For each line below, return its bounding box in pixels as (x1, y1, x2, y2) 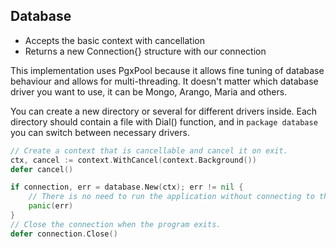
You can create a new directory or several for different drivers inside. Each (10, 105, 318, 117)
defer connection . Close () (10, 229, 118, 239)
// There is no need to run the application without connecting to (28, 192, 315, 202)
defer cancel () (10, 164, 74, 174)
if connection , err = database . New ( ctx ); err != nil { (10, 182, 244, 193)
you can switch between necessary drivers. (10, 126, 190, 138)
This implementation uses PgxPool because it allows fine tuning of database (10, 64, 325, 76)
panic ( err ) (28, 201, 74, 211)
